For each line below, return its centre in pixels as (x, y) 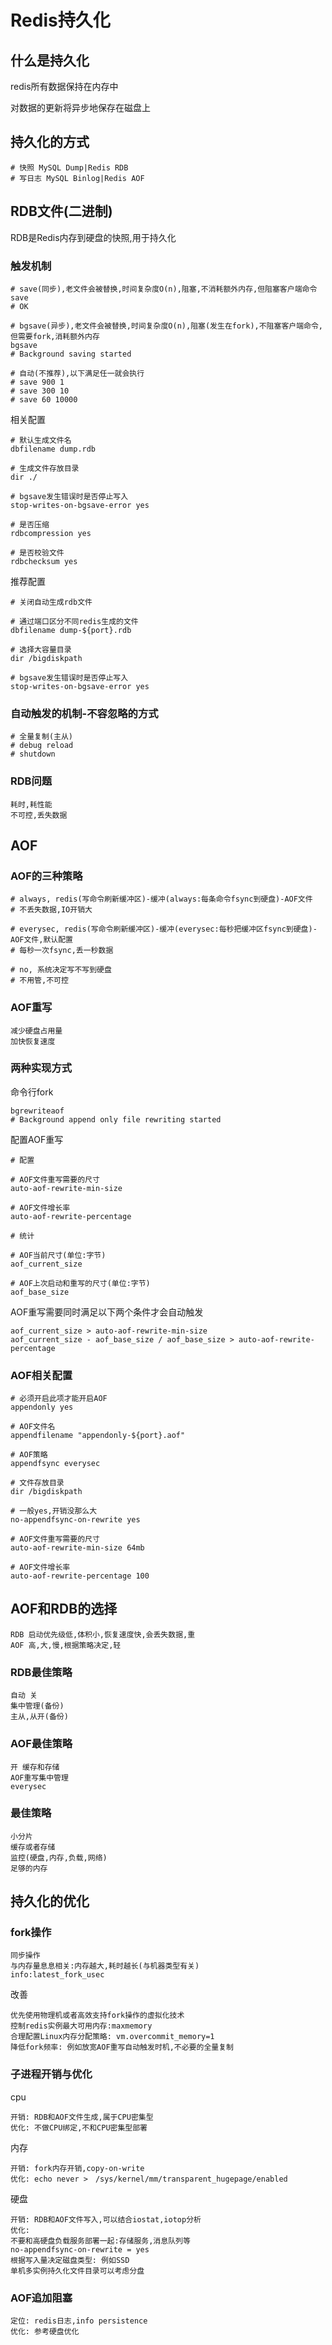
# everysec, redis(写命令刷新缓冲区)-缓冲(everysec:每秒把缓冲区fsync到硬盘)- (164, 929)
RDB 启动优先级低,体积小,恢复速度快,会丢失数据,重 (103, 1634)
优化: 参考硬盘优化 (45, 2332)
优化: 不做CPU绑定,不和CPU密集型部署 (79, 2127)
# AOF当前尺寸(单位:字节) (58, 1255)
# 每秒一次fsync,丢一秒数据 (62, 951)
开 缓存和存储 (35, 1767)
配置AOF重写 (37, 1139)
